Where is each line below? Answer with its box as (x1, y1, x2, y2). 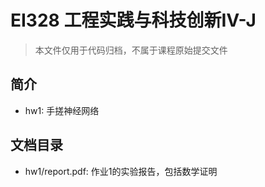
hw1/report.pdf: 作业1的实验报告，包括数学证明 (24, 165, 218, 177)
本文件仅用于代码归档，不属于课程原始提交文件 (34, 44, 228, 56)
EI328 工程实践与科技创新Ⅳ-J (10, 9, 257, 32)
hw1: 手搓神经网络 (24, 104, 100, 116)
